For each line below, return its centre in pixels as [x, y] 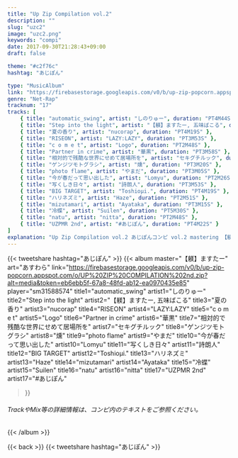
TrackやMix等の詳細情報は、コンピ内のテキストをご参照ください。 [104, 410]
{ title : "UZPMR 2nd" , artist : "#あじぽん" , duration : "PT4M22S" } [120, 224]
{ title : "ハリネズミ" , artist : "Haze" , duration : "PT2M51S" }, [114, 198]
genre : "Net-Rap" [33, 99]
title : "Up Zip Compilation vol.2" [60, 14]
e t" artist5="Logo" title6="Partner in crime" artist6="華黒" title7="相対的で [117, 318]
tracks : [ [22, 112]
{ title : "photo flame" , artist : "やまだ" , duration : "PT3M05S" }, [120, 172]
